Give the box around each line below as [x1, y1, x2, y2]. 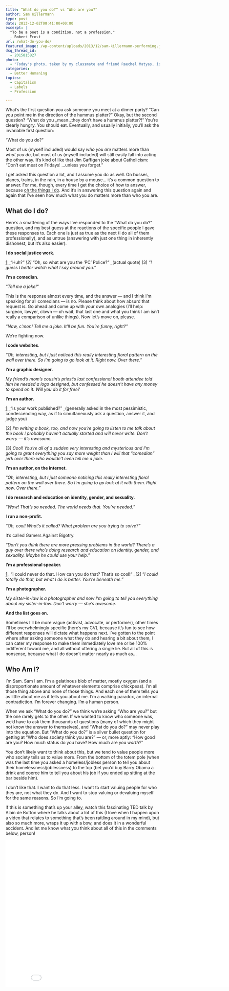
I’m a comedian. [5, 274, 39, 280]
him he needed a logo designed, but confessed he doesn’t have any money [5, 381, 158, 387]
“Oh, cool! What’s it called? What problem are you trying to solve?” [5, 523, 141, 529]
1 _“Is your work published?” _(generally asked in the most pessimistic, [5, 405, 147, 411]
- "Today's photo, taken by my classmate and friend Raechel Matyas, [10, 62, 154, 67]
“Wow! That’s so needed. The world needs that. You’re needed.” [5, 504, 136, 510]
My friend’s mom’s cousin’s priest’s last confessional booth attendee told [5, 376, 153, 382]
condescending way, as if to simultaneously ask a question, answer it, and [5, 411, 155, 417]
